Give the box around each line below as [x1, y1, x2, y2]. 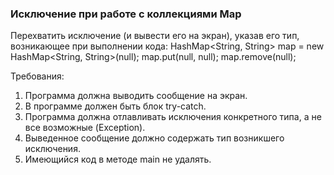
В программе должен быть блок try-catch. [24, 100, 207, 112]
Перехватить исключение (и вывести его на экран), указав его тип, [10, 30, 300, 42]
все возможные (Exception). [24, 122, 146, 134]
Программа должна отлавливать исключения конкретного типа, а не [24, 111, 322, 123]
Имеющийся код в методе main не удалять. [24, 153, 212, 166]
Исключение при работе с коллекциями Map [10, 7, 242, 21]
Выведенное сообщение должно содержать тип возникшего [24, 132, 285, 144]
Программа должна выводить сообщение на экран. [24, 90, 248, 102]
